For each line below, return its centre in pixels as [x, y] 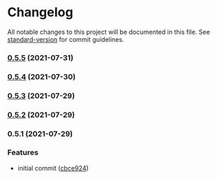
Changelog [40, 12]
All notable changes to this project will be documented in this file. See [109, 32]
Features [23, 153]
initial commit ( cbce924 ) [53, 168]
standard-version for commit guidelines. [66, 39]
